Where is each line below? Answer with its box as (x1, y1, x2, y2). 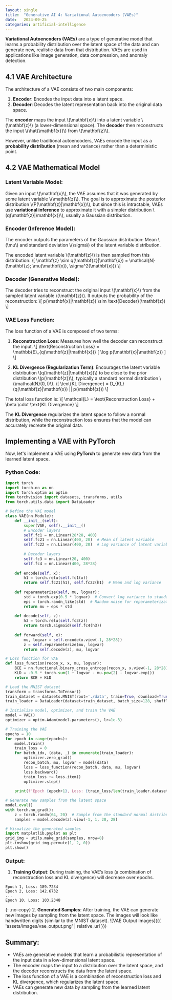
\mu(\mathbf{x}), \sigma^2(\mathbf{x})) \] (32, 263, 121, 269)
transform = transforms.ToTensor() (5, 689, 81, 694)
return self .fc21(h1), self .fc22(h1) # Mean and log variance (24, 580, 161, 586)
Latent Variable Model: (5, 179, 63, 186)
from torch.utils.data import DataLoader (5, 499, 95, 505)
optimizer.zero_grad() (24, 755, 72, 761)
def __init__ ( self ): (14, 518, 58, 523)
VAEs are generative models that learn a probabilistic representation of (12, 951, 162, 957)
